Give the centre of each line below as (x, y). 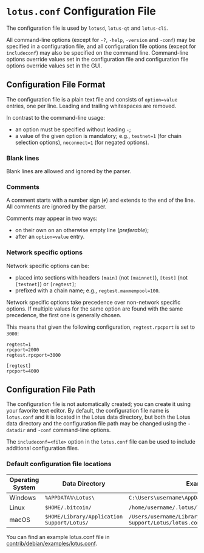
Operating (24, 479)
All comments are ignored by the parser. (56, 207)
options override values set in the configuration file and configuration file (97, 59)
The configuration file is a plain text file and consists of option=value (92, 99)
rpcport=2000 (23, 350)
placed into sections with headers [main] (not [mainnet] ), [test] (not (101, 277)
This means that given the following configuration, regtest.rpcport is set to (101, 327)
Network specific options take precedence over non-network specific (93, 302)
